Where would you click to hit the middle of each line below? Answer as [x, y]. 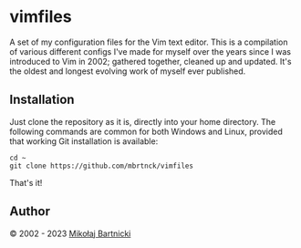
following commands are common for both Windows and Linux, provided [146, 131]
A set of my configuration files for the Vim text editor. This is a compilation [149, 42]
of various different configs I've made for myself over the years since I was [150, 51]
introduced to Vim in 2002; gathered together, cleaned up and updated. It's [150, 61]
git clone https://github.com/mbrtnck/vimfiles [102, 166]
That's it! [26, 182]
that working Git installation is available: [84, 141]
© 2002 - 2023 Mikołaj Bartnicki [70, 233]
